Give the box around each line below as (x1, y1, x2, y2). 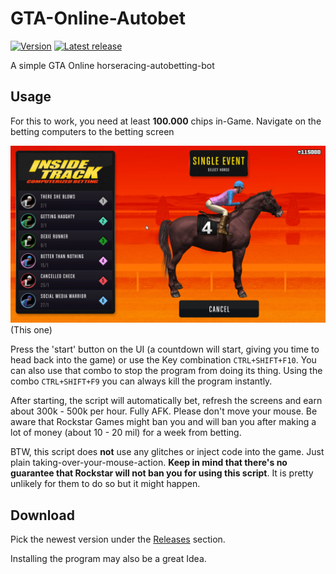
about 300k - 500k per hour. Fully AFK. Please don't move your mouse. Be (10, 405, 318, 417)
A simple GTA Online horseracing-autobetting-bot (10, 59, 215, 71)
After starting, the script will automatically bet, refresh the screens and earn (10, 395, 323, 407)
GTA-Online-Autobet (10, 7, 186, 30)
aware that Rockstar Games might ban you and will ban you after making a (10, 416, 317, 428)
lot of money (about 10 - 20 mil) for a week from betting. (10, 427, 242, 439)
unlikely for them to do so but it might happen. (10, 478, 201, 490)
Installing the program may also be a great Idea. (10, 553, 207, 565)
